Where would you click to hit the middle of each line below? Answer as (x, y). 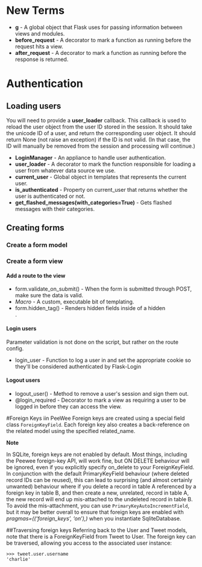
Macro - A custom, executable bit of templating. (74, 302)
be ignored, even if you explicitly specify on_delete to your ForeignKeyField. (100, 467)
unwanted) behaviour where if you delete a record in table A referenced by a (101, 486)
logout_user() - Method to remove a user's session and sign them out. (102, 393)
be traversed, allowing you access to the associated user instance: (89, 543)
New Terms (36, 11)
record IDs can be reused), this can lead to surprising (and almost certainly (99, 480)
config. (15, 348)
